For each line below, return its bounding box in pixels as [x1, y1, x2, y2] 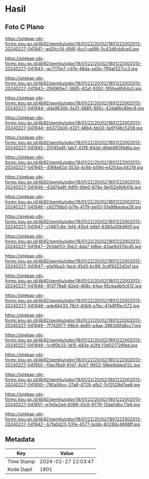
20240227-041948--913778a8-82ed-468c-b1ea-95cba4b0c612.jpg [5, 283, 142, 289]
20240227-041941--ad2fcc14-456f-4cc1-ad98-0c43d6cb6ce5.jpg [5, 46, 139, 52]
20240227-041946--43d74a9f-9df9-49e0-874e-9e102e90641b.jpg [5, 184, 141, 190]
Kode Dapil [7, 466, 33, 473]
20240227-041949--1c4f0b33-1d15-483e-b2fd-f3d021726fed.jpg [5, 342, 137, 348]
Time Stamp [7, 458, 35, 465]
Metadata [5, 435, 35, 444]
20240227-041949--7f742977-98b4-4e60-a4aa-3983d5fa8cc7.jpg [5, 322, 141, 328]
